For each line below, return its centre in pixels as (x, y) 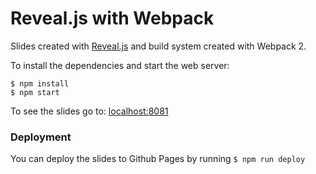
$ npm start (35, 92)
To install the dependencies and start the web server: (120, 65)
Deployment (41, 137)
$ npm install (40, 83)
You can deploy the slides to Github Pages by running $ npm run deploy (158, 159)
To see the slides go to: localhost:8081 (89, 111)
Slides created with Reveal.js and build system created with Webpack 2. (158, 46)
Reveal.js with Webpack (112, 18)
